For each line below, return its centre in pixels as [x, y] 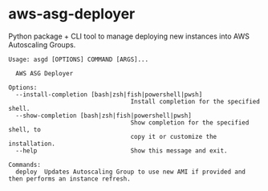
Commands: [25, 165]
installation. [32, 144]
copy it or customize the [174, 136]
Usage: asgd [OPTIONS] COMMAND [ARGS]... [79, 59]
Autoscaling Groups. [42, 44]
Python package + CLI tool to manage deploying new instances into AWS [129, 36]
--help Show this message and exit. [122, 150]
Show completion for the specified [190, 122]
